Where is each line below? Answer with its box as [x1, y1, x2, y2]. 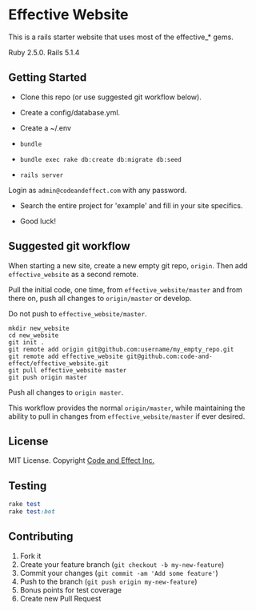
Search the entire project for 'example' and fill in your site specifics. [19, 200, 243, 210]
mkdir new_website [8, 324, 70, 332]
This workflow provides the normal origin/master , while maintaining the [8, 403, 246, 412]
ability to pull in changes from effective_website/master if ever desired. [8, 411, 246, 421]
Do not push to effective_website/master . [8, 308, 147, 318]
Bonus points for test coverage [19, 585, 122, 594]
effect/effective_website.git [8, 359, 110, 368]
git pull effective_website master [8, 366, 127, 374]
